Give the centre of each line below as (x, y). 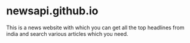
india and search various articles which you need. (67, 33)
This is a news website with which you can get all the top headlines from (95, 27)
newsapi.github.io (52, 11)
